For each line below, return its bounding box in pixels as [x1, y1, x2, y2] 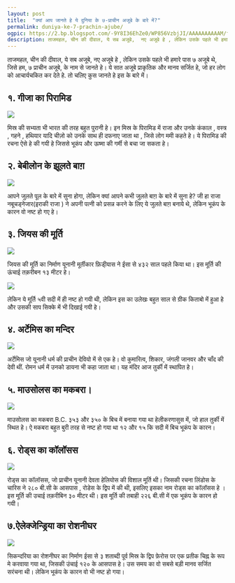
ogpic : [7, 29, 27, 37]
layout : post [7, 10, 45, 17]
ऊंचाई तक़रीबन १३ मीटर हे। [7, 267, 71, 276]
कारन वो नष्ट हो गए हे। [7, 207, 59, 216]
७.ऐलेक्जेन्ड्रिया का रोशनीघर [7, 520, 97, 532]
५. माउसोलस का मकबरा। [7, 384, 92, 395]
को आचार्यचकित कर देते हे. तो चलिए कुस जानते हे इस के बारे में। [7, 71, 149, 80]
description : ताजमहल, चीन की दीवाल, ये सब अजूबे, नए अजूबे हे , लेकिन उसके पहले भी [7, 36, 219, 43]
